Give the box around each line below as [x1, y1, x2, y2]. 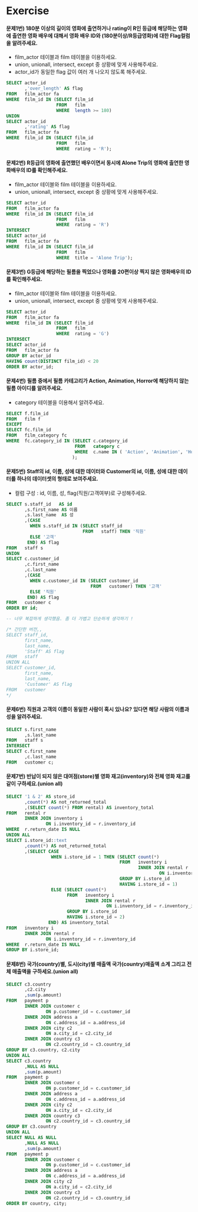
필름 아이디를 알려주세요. [6, 385, 63, 392]
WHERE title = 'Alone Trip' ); [56, 255, 133, 260]
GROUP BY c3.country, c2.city [6, 1047, 81, 1053]
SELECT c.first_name [6, 748, 57, 755]
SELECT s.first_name [6, 726, 57, 732]
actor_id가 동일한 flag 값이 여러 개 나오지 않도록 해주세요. [14, 68, 147, 75]
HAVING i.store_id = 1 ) [119, 881, 178, 887]
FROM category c [74, 443, 120, 449]
